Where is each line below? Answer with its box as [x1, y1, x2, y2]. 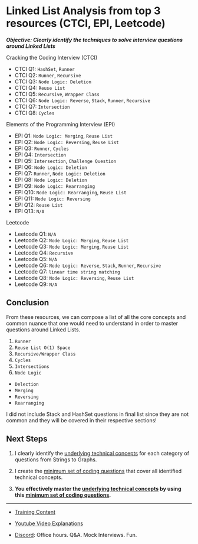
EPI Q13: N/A [14, 207, 45, 214]
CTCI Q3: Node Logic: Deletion [14, 78, 92, 85]
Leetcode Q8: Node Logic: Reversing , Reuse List [14, 274, 134, 281]
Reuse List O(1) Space [14, 344, 71, 351]
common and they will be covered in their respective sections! [6, 416, 157, 424]
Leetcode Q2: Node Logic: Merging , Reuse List [14, 236, 129, 243]
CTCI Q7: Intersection [14, 103, 70, 110]
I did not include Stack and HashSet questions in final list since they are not [6, 411, 189, 418]
